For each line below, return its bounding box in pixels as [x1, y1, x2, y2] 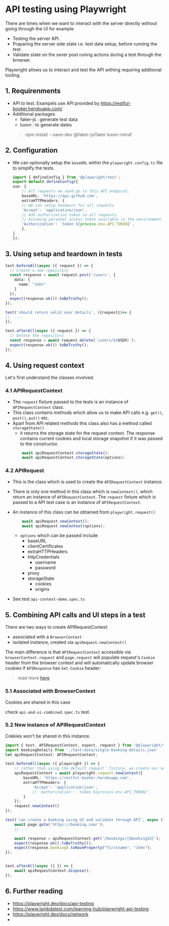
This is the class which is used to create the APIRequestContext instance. [12, 479, 163, 485]
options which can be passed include [20, 532, 98, 539]
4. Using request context [5, 361, 84, 369]
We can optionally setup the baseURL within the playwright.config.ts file [12, 159, 163, 165]
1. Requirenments [5, 87, 61, 96]
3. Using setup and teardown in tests [5, 250, 123, 258]
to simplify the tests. [12, 165, 55, 171]
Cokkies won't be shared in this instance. [5, 733, 91, 739]
